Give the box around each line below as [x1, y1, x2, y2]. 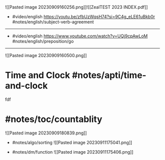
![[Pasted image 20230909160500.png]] [5, 53, 87, 58]
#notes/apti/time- [72, 70, 146, 81]
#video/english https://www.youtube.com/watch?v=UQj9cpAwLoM [12, 33, 148, 39]
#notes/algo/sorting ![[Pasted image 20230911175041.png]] [12, 139, 133, 145]
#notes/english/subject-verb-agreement [12, 19, 94, 25]
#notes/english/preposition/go [12, 38, 74, 44]
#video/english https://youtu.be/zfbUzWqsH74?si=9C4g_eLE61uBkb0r [12, 14, 156, 19]
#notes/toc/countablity [5, 114, 103, 125]
